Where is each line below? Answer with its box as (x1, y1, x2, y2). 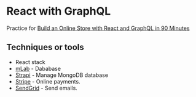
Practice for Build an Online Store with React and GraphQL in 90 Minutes (6, 24, 190, 32)
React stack (15, 58, 45, 65)
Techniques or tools (6, 42, 84, 52)
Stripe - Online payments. (15, 77, 81, 85)
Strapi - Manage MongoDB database (15, 71, 109, 79)
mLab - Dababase (15, 65, 61, 72)
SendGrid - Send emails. (15, 84, 78, 92)
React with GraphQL (6, 4, 111, 18)
